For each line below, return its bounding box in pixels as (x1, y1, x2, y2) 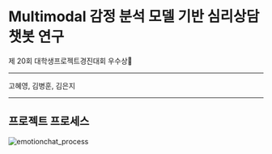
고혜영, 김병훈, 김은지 (8, 80, 75, 90)
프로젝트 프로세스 (8, 114, 90, 128)
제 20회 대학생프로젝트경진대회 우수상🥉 (8, 56, 133, 66)
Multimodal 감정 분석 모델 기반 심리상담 (8, 7, 260, 26)
